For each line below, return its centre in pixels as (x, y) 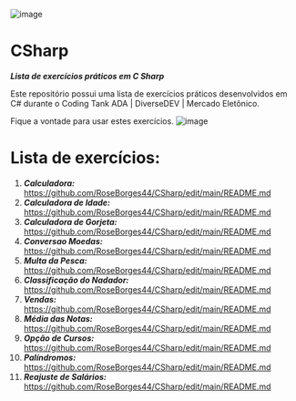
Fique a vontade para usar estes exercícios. (92, 121)
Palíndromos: (50, 357)
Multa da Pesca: (55, 261)
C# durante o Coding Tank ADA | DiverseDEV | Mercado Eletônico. (135, 103)
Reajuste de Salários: (65, 376)
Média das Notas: (58, 318)
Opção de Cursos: (59, 338)
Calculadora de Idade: (67, 202)
